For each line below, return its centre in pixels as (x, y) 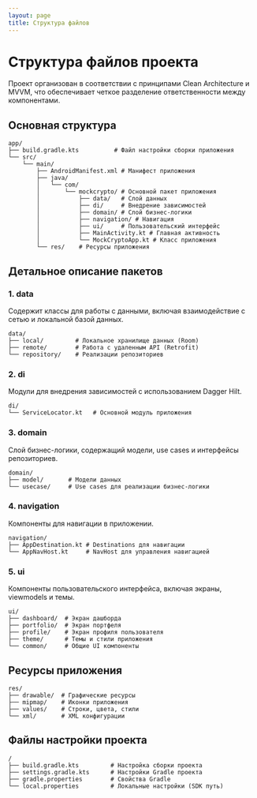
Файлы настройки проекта (78, 740)
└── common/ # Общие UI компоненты (74, 646)
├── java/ (52, 178)
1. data (21, 294)
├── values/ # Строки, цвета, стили (74, 709)
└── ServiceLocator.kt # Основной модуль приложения (100, 413)
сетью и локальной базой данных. (66, 319)
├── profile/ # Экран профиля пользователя (86, 632)
